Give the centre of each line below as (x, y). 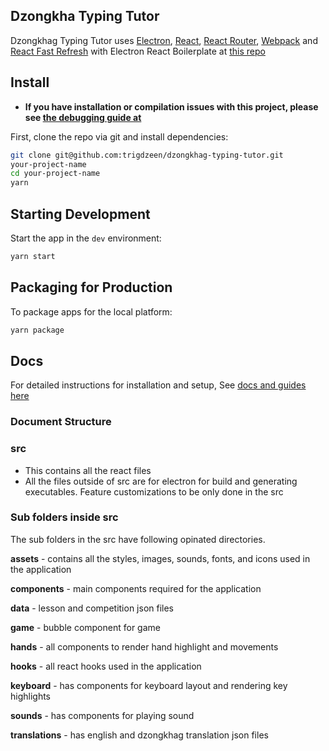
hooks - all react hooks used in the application (106, 666)
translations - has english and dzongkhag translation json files (139, 735)
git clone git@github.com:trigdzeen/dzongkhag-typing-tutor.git (147, 155)
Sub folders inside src (64, 517)
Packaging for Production (91, 287)
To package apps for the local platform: (91, 311)
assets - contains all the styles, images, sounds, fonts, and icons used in (160, 558)
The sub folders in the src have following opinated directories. (138, 539)
